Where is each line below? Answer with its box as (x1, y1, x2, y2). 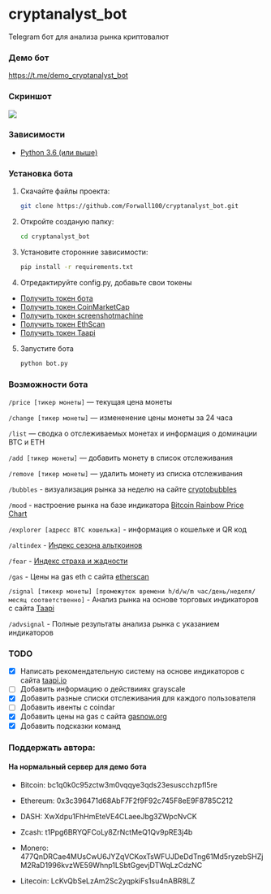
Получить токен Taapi (19, 328, 96, 337)
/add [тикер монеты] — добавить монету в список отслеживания (8, 453, 234, 462)
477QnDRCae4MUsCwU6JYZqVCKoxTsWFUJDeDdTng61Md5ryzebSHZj (19, 851, 264, 861)
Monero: (19, 843, 49, 853)
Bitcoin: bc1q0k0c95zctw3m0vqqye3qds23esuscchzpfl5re (19, 779, 217, 789)
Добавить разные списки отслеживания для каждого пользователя (19, 693, 256, 703)
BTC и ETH (8, 436, 45, 447)
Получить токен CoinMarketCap (19, 302, 130, 311)
